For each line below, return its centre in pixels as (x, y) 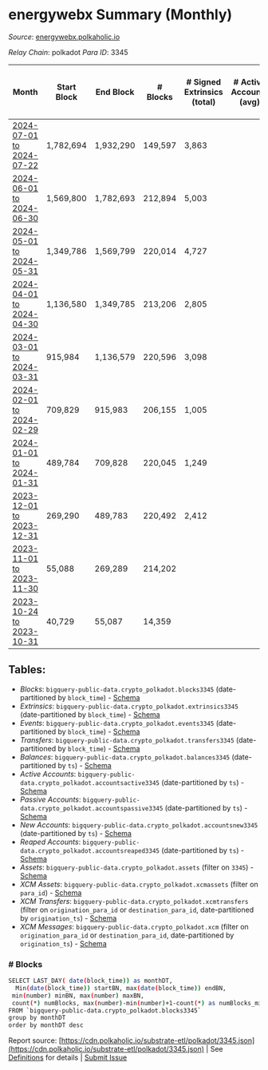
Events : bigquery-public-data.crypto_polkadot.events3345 (117, 723)
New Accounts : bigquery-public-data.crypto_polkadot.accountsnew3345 (139, 825)
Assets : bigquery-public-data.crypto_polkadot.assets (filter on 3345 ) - (136, 867)
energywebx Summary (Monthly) (120, 15)
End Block (115, 92)
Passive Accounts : (50, 799)
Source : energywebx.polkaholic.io (64, 37)
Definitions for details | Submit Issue (68, 1058)
